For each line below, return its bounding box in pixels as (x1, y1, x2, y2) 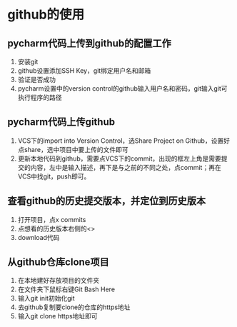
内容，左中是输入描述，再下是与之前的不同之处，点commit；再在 (30, 163, 221, 171)
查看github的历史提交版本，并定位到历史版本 (7, 195, 206, 207)
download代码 (17, 233, 60, 241)
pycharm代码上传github (7, 116, 116, 129)
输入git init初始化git (17, 294, 75, 303)
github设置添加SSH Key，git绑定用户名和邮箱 (17, 66, 151, 75)
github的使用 (7, 6, 85, 23)
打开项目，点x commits (17, 215, 86, 223)
